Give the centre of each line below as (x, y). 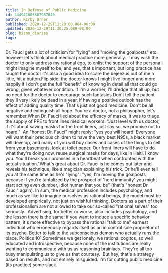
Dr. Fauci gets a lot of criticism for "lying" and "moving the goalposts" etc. (81, 52)
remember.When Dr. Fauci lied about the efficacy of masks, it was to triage (82, 116)
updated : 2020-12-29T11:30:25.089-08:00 (48, 29)
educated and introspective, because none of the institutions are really (78, 243)
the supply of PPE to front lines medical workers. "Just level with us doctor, (82, 121)
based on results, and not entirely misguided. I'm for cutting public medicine (84, 259)
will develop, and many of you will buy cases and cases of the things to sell (83, 142)
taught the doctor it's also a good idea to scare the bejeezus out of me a (80, 73)
